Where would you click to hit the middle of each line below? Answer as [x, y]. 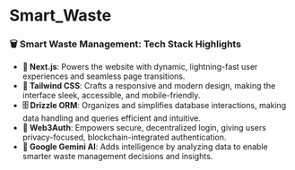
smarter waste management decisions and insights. [117, 157]
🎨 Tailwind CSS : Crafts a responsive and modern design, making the [149, 86]
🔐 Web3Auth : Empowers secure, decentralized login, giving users [144, 128]
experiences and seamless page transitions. [104, 76]
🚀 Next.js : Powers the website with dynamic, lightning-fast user [140, 67]
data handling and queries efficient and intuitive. [112, 118]
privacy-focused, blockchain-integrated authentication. [124, 137]
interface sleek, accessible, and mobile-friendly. [111, 96]
